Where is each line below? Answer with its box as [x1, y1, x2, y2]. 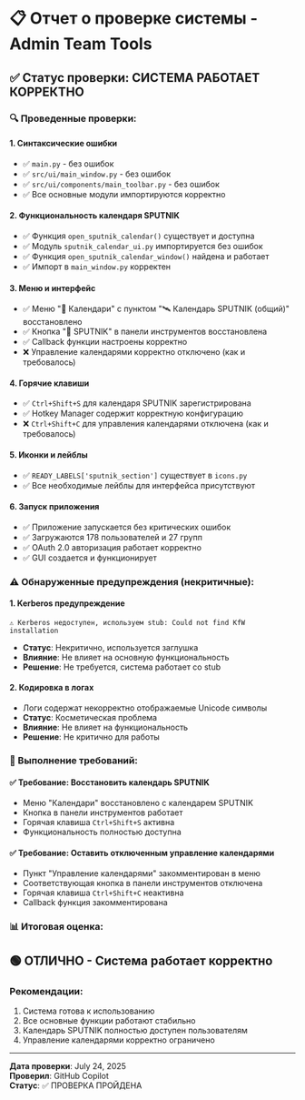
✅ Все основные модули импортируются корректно [22, 188, 226, 199]
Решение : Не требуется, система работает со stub [22, 661, 221, 672]
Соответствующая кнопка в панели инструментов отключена [22, 878, 263, 889]
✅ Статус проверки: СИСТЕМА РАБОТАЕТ [9, 70, 261, 86]
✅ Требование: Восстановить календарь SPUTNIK [9, 776, 211, 788]
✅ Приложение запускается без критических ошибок [22, 521, 231, 532]
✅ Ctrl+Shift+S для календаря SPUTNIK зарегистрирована [22, 398, 251, 409]
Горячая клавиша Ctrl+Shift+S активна [22, 817, 175, 828]
